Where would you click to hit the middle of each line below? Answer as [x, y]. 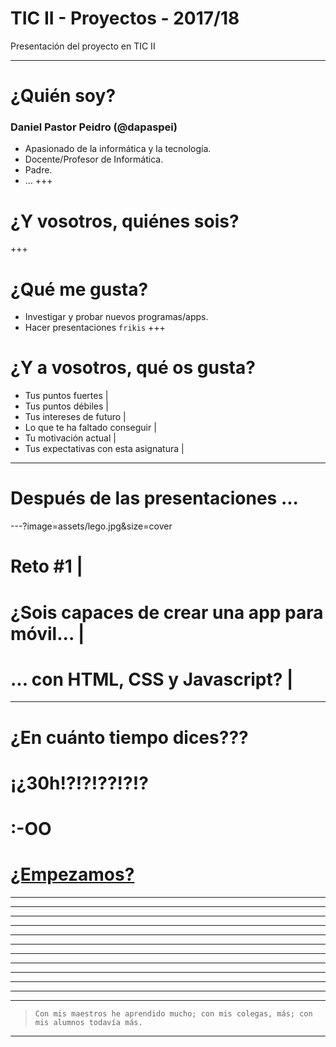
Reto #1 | [46, 566]
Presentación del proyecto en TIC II [83, 46]
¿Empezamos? [72, 874]
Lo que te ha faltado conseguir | [90, 428]
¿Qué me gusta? [79, 289]
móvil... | [47, 633]
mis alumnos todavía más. [88, 1022]
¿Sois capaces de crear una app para [167, 612]
